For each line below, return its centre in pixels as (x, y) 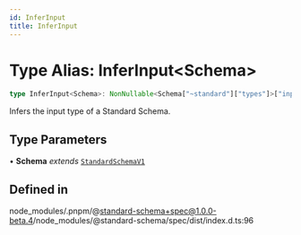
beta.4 (21, 220)
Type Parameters (58, 139)
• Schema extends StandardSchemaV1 (77, 161)
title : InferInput (43, 26)
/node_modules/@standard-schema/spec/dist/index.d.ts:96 (143, 220)
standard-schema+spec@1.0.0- (158, 211)
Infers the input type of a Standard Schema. (90, 111)
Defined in (39, 189)
